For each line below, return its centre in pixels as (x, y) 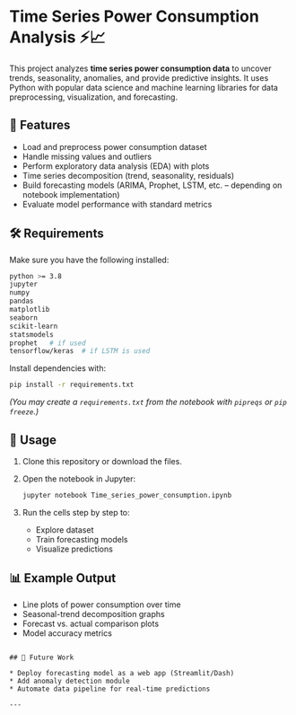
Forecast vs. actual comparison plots (91, 623)
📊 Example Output (63, 578)
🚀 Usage (33, 440)
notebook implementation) (71, 194)
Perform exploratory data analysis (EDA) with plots (116, 166)
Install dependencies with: (58, 368)
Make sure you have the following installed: (89, 260)
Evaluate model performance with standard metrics (117, 204)
